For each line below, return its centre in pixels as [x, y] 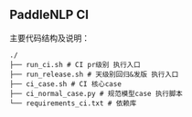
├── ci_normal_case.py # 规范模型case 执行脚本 [96, 93]
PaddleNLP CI [49, 15]
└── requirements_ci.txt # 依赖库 [73, 103]
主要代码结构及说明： [49, 38]
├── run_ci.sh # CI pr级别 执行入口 [75, 64]
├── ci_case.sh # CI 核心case [65, 84]
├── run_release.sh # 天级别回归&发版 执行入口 [94, 74]
